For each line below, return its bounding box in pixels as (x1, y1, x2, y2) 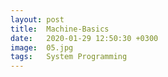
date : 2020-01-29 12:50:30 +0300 (10, 33, 159, 43)
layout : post (10, 14, 65, 25)
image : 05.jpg (10, 42, 74, 53)
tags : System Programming (10, 52, 128, 62)
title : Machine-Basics (10, 24, 110, 34)
